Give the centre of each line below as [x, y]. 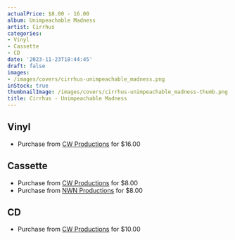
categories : [25, 33]
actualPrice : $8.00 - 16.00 [49, 14]
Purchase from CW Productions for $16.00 [79, 144]
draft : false [26, 66]
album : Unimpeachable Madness [52, 20]
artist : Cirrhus [31, 27]
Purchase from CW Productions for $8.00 [78, 182]
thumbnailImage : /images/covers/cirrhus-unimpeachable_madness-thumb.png [118, 92]
